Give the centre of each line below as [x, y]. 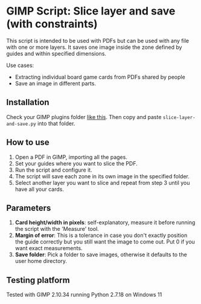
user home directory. [41, 261]
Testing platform [38, 280]
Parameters [29, 208]
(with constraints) [52, 24]
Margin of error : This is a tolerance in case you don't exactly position [101, 235]
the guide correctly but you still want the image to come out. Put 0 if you [105, 242]
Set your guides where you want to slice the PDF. [76, 163]
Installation [28, 102]
